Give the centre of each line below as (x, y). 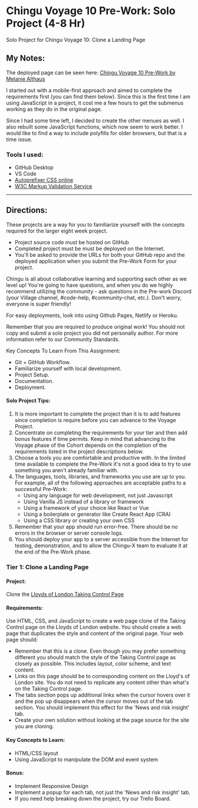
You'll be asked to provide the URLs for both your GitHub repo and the (100, 254)
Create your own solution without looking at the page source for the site (102, 720)
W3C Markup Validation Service (53, 187)
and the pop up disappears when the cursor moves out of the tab (94, 701)
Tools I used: (25, 155)
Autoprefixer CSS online (44, 180)
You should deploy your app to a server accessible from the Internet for (101, 539)
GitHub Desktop (34, 168)
